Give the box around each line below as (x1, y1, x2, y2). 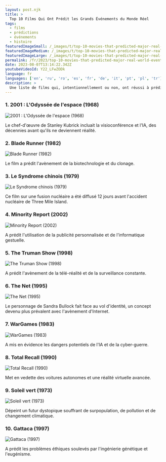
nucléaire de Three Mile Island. (5, 199, 68, 205)
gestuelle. (5, 237, 26, 243)
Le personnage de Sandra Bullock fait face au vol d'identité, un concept (5, 303, 151, 309)
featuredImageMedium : (5, 48, 50, 53)
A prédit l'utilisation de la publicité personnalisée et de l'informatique (5, 232, 145, 238)
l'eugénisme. (5, 451, 32, 457)
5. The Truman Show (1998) (5, 249, 73, 256)
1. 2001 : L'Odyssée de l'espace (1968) (5, 102, 99, 108)
